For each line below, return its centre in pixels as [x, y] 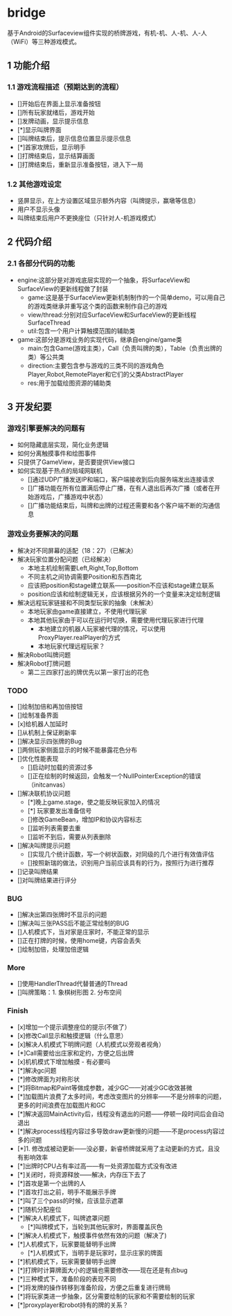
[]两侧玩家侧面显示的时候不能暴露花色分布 [77, 750]
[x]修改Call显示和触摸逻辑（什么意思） [72, 1035]
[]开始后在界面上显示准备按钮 [59, 104]
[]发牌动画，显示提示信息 [53, 121]
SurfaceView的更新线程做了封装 [63, 288]
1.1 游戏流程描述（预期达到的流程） [65, 87]
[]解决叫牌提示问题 [44, 845]
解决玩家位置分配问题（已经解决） [66, 559]
